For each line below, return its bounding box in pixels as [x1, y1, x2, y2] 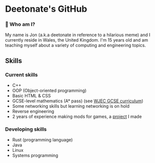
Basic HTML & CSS [12, 93, 51, 99]
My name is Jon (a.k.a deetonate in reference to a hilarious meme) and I [5, 32, 151, 38]
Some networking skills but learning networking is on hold [12, 103, 130, 109]
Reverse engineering [12, 109, 54, 115]
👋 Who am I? [5, 21, 35, 28]
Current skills [5, 71, 38, 78]
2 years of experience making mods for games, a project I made [12, 114, 142, 119]
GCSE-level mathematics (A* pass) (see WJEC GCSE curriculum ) [12, 98, 144, 104]
